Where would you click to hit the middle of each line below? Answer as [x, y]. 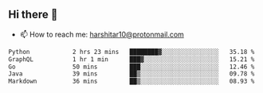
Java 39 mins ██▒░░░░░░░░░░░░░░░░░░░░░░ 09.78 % [131, 74]
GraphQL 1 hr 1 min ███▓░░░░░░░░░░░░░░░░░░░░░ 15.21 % [131, 59]
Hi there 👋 [33, 15]
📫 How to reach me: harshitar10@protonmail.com [102, 34]
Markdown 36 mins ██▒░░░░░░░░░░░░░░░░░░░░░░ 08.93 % [131, 81]
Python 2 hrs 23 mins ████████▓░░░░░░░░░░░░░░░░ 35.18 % [131, 52]
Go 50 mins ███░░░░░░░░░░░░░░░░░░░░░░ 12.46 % [131, 67]
